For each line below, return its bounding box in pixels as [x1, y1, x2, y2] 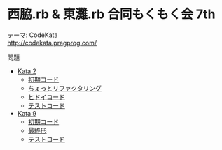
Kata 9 [17, 109, 37, 117]
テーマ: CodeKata [7, 31, 58, 39]
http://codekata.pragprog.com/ [7, 38, 97, 47]
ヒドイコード [27, 92, 65, 101]
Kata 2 [17, 67, 37, 75]
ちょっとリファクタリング [27, 84, 102, 92]
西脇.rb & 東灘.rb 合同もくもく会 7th [7, 6, 216, 22]
